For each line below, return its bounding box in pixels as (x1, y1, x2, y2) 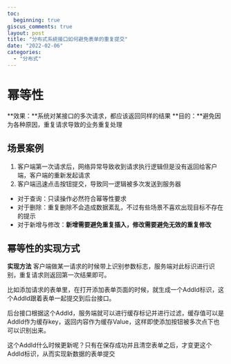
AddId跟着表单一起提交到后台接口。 (12, 294, 115, 302)
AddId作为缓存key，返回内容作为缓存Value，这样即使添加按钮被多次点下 (7, 318, 214, 326)
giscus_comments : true (7, 23, 73, 30)
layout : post (7, 29, 45, 37)
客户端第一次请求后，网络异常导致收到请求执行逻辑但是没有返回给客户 (17, 162, 218, 171)
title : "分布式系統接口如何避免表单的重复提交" (7, 36, 128, 43)
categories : (7, 49, 41, 56)
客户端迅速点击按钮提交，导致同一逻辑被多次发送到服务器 (17, 180, 181, 188)
